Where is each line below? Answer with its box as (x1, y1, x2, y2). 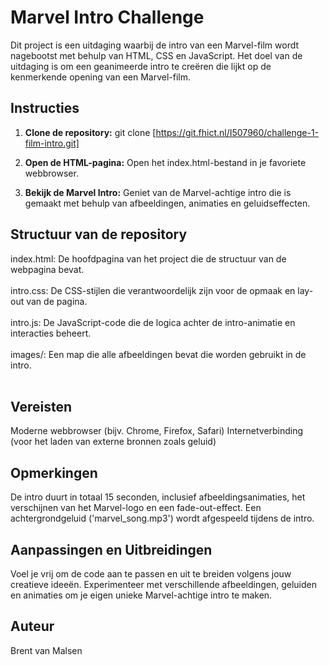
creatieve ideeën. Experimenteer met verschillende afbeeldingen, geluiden (10, 579, 317, 590)
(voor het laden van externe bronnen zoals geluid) (10, 436, 217, 448)
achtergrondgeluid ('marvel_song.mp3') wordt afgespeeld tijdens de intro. (10, 512, 315, 525)
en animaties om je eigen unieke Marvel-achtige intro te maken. (10, 589, 273, 601)
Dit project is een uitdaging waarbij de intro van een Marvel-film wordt (10, 39, 300, 51)
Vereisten (10, 398, 72, 415)
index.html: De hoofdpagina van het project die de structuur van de (10, 252, 287, 265)
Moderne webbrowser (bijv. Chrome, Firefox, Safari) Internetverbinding (10, 425, 304, 437)
